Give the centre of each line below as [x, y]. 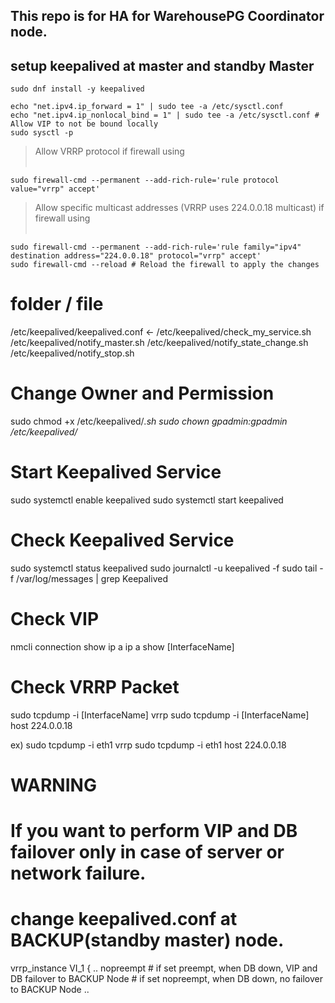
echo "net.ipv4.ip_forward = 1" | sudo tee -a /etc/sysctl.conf [147, 107]
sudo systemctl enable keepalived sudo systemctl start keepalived [147, 500]
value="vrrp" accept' [55, 189]
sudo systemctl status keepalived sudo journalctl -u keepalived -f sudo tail [164, 568]
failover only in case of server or [147, 852]
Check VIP [55, 619]
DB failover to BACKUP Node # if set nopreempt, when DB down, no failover [167, 979]
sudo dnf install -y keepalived [77, 89]
